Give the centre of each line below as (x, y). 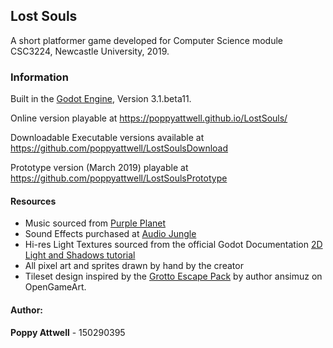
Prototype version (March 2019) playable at (99, 168)
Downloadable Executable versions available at (107, 138)
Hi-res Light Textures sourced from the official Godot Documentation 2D (173, 245)
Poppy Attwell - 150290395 (68, 332)
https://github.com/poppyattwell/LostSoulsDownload (119, 148)
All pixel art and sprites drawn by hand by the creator (134, 266)
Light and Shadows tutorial (80, 255)
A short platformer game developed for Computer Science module (146, 40)
